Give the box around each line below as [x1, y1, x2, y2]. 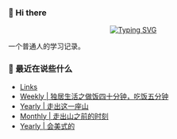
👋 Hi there [8, 7, 48, 18]
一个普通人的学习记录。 [8, 41, 85, 51]
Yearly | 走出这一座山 [19, 101, 89, 110]
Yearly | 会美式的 [19, 121, 75, 130]
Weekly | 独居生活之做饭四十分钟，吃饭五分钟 [19, 91, 169, 101]
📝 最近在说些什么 [8, 64, 73, 75]
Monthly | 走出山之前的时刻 [19, 111, 109, 121]
